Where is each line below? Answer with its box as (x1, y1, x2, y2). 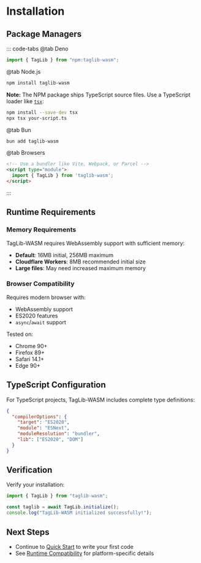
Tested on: (6, 330, 34, 338)
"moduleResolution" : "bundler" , (17, 431, 100, 437)
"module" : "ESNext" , (17, 425, 70, 431)
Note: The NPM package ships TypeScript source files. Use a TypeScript (6, 91, 191, 98)
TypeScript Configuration (6, 379, 106, 390)
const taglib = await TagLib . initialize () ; (6, 504, 119, 510)
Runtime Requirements (6, 207, 96, 217)
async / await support (15, 318, 66, 326)
